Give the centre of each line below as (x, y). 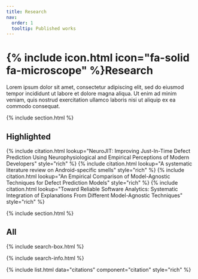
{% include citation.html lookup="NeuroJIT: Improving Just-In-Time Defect (98, 151)
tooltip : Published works (44, 28)
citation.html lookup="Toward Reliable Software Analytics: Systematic (92, 189)
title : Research (26, 12)
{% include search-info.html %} (45, 258)
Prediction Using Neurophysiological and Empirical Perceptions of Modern (98, 157)
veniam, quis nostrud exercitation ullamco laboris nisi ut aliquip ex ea (91, 100)
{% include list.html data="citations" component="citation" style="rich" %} (99, 269)
